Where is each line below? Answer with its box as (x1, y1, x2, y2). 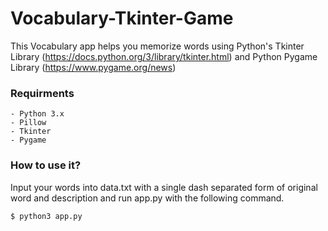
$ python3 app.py (10, 211, 83, 221)
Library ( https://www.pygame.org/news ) (10, 61, 177, 73)
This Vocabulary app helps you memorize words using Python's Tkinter (10, 40, 305, 52)
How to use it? (10, 158, 82, 172)
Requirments (10, 86, 75, 100)
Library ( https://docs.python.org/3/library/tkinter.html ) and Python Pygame (10, 50, 318, 62)
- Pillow (10, 118, 47, 128)
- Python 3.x (10, 109, 65, 119)
